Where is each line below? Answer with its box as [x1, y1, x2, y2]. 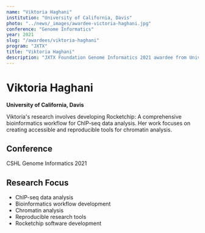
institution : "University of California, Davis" [6, 15, 132, 21]
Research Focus [6, 177, 69, 188]
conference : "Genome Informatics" [6, 26, 95, 32]
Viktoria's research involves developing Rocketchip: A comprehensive [6, 113, 182, 120]
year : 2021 [6, 32, 34, 38]
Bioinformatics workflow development [15, 200, 111, 208]
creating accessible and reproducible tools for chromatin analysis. [6, 126, 173, 133]
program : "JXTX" [6, 43, 48, 50]
